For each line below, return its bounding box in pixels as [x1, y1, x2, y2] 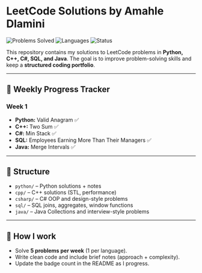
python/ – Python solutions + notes [14, 182, 102, 190]
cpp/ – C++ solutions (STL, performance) [14, 189, 117, 196]
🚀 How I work [6, 231, 57, 241]
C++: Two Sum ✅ [14, 123, 59, 130]
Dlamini [6, 17, 45, 31]
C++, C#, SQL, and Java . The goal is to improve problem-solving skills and [6, 55, 192, 62]
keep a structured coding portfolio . [6, 61, 95, 69]
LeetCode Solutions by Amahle [6, 4, 164, 18]
